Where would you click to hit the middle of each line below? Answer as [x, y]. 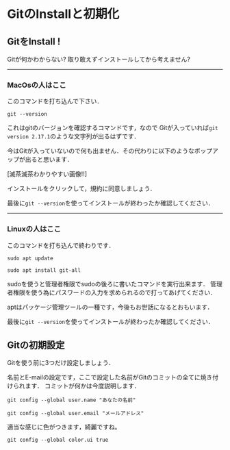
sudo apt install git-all [44, 270]
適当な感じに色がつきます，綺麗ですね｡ [63, 427]
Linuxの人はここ [34, 229]
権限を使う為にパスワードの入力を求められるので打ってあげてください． [115, 292]
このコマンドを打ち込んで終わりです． [61, 245]
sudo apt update [30, 258]
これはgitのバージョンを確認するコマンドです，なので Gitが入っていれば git [113, 128]
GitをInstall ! [34, 41]
